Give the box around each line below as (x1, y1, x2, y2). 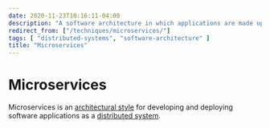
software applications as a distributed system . (8, 111, 161, 121)
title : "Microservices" (8, 42, 88, 50)
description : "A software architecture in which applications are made (8, 19, 253, 27)
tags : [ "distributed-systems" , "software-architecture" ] (8, 34, 211, 42)
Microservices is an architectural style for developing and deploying (8, 102, 233, 112)
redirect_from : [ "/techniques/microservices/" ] (8, 26, 171, 34)
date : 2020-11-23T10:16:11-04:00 (8, 11, 121, 20)
